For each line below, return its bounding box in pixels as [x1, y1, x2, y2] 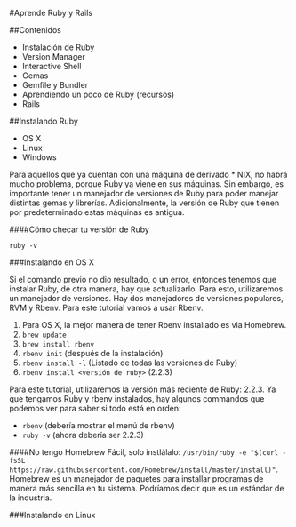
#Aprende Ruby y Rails [9, 8, 93, 18]
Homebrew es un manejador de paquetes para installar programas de [9, 474, 264, 483]
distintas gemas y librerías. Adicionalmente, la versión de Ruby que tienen [9, 197, 280, 208]
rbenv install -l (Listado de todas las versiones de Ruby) [21, 357, 238, 368]
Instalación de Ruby [21, 42, 95, 52]
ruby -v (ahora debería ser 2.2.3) [21, 430, 144, 440]
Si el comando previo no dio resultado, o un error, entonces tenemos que [9, 275, 277, 284]
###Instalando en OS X [9, 257, 95, 267]
